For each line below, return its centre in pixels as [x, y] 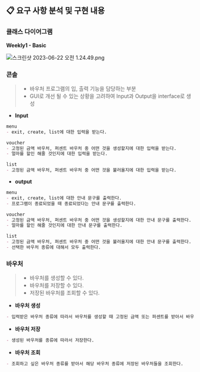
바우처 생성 [27, 306]
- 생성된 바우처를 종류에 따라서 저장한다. [50, 340]
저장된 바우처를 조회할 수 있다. [65, 293]
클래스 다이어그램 [29, 32]
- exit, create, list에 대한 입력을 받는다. [57, 132]
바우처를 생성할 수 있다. [57, 278]
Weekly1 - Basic [26, 45]
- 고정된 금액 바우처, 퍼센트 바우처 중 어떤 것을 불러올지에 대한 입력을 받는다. [91, 170]
